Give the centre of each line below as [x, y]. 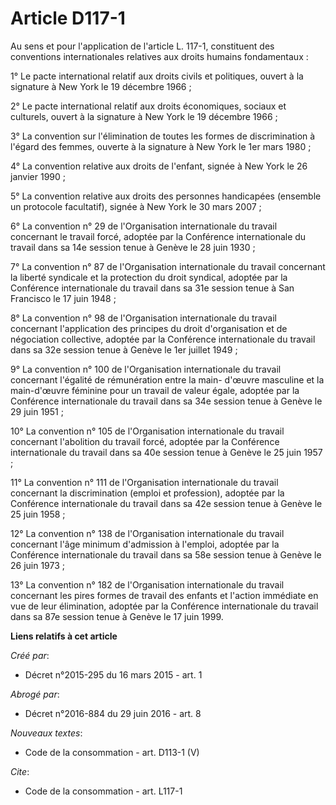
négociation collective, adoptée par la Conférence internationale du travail [163, 339]
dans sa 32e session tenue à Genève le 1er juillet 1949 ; [124, 349]
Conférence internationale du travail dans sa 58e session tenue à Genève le [166, 554]
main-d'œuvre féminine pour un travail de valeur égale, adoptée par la [155, 390]
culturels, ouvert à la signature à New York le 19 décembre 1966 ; [144, 116]
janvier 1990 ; [38, 176]
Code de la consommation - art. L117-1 [103, 791]
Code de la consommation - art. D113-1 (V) [112, 752]
